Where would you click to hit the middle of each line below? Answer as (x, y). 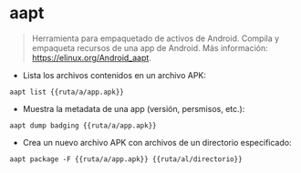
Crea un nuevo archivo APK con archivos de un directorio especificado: (157, 142)
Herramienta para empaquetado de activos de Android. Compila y (156, 38)
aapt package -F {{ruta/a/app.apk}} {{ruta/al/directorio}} (126, 159)
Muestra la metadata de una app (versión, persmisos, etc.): (134, 108)
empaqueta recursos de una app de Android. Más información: (150, 47)
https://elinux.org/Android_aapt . (92, 57)
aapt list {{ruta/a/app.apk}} (67, 92)
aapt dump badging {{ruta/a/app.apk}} (83, 126)
